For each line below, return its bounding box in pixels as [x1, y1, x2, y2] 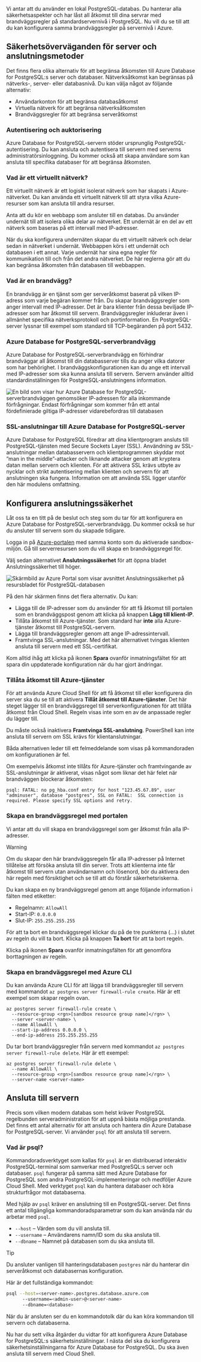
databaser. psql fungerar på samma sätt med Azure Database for [6, 1169, 167, 1177]
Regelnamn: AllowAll [14, 904, 68, 911]
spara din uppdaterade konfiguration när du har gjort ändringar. [6, 661, 163, 668]
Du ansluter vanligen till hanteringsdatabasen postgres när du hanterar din [6, 1261, 190, 1268]
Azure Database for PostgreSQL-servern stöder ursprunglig [6, 140, 154, 147]
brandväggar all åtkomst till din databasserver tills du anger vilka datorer [6, 357, 185, 365]
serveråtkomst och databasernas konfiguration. [6, 1268, 124, 1275]
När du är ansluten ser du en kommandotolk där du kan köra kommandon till [6, 1313, 194, 1320]
